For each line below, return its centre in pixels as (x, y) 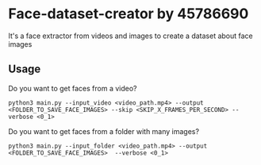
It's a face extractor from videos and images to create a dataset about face (131, 36)
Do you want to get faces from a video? (73, 88)
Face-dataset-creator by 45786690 (129, 14)
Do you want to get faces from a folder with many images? (104, 131)
